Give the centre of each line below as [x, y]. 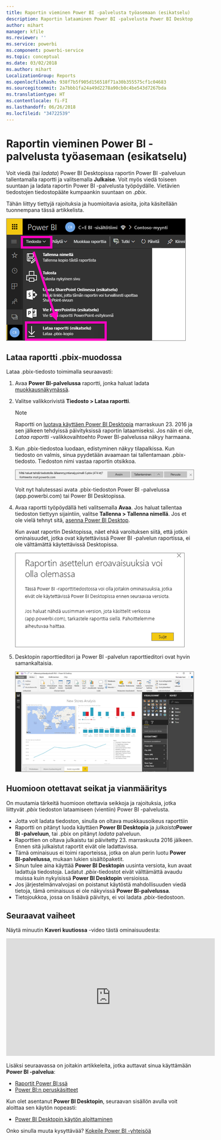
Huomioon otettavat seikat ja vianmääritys [87, 789]
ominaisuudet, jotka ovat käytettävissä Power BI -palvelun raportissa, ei [102, 538]
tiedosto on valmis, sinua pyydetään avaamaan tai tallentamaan [92, 455]
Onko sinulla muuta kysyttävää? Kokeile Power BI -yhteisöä [79, 1131]
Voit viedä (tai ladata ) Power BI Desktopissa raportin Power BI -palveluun [96, 173]
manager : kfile [25, 32]
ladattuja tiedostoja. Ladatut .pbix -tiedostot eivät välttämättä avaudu [99, 871]
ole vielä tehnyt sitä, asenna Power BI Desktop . [72, 520]
